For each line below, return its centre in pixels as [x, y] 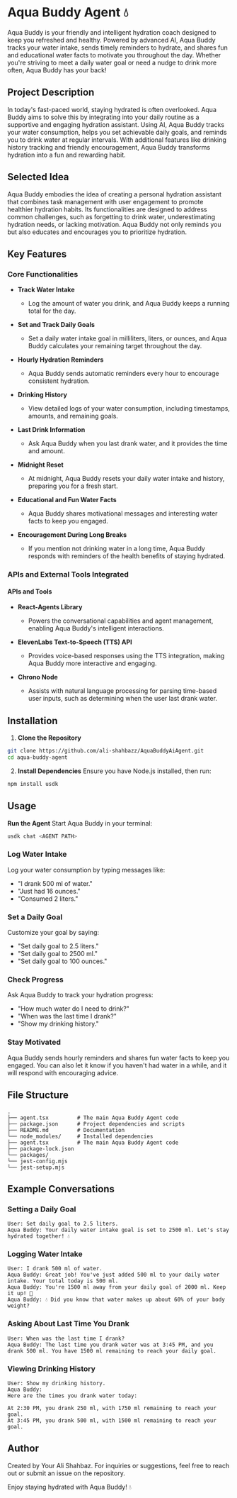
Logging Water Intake [45, 1254]
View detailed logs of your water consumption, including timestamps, [129, 409]
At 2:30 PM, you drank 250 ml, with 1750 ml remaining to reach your [112, 1409]
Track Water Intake [46, 290]
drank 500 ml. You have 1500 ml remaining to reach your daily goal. [112, 1351]
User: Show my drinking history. [57, 1384]
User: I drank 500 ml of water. [55, 1269]
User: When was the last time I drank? [66, 1338]
